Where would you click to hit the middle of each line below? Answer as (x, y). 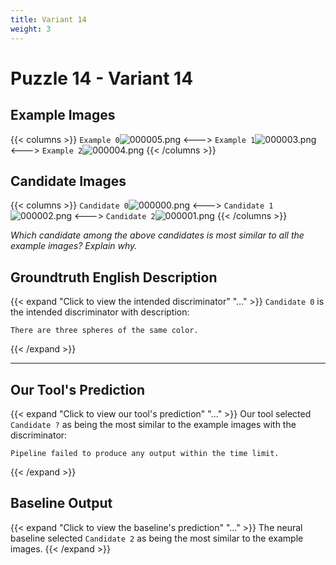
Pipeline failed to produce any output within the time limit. (145, 453)
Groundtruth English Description (114, 277)
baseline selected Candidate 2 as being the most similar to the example (157, 538)
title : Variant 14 (48, 19)
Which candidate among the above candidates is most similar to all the (157, 235)
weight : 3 (31, 29)
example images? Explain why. (74, 246)
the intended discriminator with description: (100, 312)
